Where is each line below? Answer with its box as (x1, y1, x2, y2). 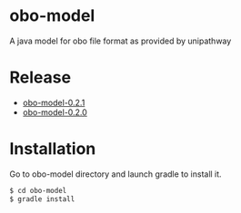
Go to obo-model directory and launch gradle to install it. (9, 169, 222, 179)
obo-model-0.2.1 (22, 97, 85, 108)
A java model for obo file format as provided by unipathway (9, 35, 232, 46)
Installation (9, 139, 96, 160)
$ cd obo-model (9, 186, 67, 195)
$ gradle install (9, 194, 75, 204)
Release (9, 67, 71, 88)
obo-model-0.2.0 (22, 106, 88, 118)
